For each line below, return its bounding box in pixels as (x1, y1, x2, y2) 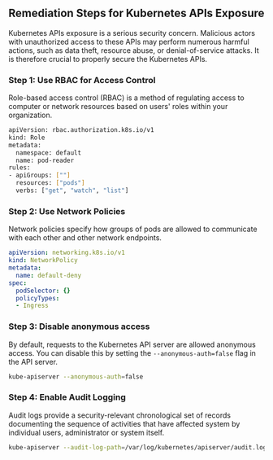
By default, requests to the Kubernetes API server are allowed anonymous (8, 340, 256, 349)
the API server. (8, 357, 58, 366)
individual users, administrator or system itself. (8, 427, 165, 437)
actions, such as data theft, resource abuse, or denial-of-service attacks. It (8, 45, 259, 55)
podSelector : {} (15, 287, 71, 295)
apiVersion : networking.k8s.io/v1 (8, 248, 126, 257)
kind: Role (8, 134, 45, 142)
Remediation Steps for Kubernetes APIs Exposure (8, 7, 265, 20)
